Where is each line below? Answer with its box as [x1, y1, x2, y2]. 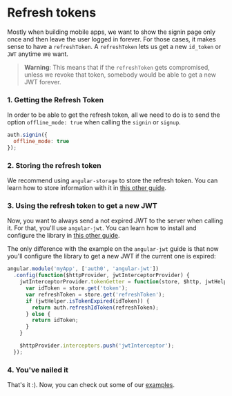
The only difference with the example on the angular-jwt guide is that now [7, 245, 219, 253]
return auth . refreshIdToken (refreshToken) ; [32, 304, 159, 311]
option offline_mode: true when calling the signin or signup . [7, 118, 181, 126]
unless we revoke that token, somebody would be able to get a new [23, 70, 216, 79]
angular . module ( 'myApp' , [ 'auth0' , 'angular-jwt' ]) [7, 265, 159, 272]
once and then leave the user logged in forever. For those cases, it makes [7, 35, 216, 43]
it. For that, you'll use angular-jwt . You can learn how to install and [7, 224, 197, 232]
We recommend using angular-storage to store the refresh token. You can [7, 176, 218, 185]
